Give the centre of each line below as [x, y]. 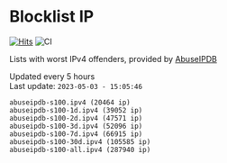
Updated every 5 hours [52, 76]
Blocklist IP [52, 17]
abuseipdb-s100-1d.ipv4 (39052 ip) [76, 110]
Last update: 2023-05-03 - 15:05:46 [76, 86]
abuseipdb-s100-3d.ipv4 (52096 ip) [76, 126]
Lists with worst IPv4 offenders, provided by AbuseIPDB [113, 59]
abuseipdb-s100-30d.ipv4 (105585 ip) [80, 141]
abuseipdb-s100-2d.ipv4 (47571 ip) [76, 118]
